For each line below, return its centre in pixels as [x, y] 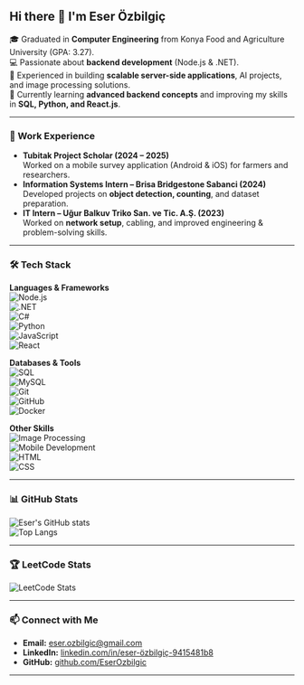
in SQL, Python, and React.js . [65, 104]
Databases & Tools [45, 363]
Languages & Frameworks [60, 288]
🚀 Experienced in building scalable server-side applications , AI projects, [146, 75]
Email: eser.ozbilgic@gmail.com [82, 643]
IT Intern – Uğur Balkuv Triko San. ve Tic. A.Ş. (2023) [123, 213]
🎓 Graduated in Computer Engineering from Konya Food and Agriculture [147, 39]
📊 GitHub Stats [44, 500]
